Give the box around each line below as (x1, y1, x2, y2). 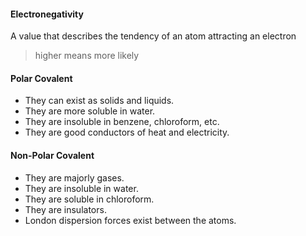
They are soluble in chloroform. (24, 193, 155, 205)
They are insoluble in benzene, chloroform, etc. (24, 116, 220, 128)
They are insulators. (24, 203, 107, 215)
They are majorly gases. (24, 171, 125, 184)
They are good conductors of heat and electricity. (24, 126, 230, 139)
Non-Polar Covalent (10, 150, 95, 161)
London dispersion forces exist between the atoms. (24, 214, 237, 226)
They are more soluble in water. (24, 105, 156, 117)
